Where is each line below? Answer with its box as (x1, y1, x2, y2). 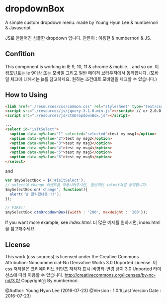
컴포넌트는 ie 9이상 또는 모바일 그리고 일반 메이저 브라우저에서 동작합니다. (5, 70, 148, 76)
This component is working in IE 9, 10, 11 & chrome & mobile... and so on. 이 (5, 63, 159, 70)
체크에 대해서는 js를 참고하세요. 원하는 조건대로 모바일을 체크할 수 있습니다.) (10, 76, 158, 82)
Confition (5, 50, 35, 58)
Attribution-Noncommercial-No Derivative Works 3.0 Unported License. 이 (5, 260, 158, 265)
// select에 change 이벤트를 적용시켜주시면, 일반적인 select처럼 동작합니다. (5, 182, 148, 187)
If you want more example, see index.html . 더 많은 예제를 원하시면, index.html (5, 219, 161, 225)
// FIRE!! (5, 205, 26, 210)
